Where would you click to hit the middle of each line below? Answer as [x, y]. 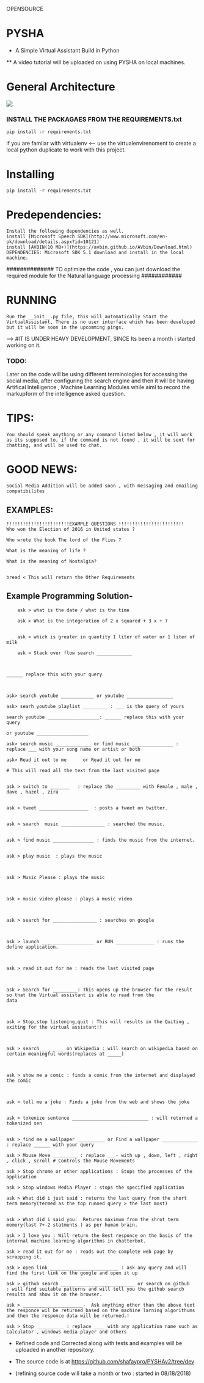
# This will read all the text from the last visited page [83, 770]
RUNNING [31, 300]
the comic [19, 1081]
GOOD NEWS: [42, 469]
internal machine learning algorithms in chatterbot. [76, 1241]
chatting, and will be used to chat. [54, 445]
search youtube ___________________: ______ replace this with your [95, 717]
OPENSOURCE [25, 9]
